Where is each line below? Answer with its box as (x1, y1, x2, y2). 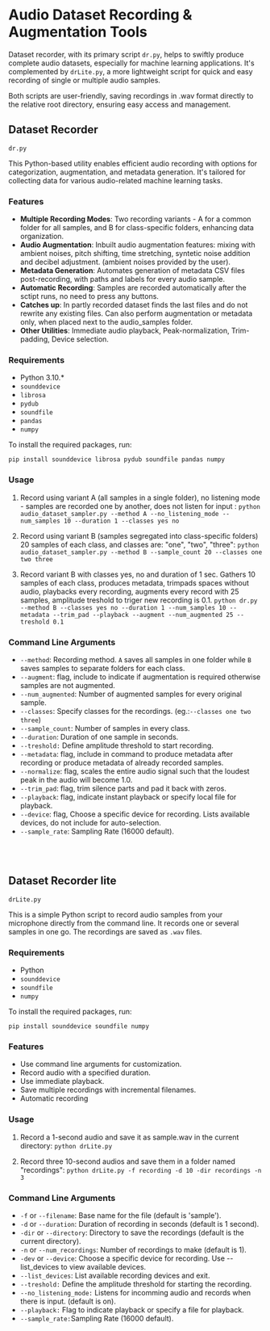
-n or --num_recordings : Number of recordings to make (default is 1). (19, 1245, 247, 1254)
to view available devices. (60, 1262, 147, 1271)
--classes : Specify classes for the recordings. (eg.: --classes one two (19, 706, 251, 716)
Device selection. (51, 334, 109, 344)
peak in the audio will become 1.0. (19, 775, 133, 784)
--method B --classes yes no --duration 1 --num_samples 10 (19, 603, 226, 611)
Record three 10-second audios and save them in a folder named (19, 1157, 236, 1166)
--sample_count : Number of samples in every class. (19, 723, 191, 733)
